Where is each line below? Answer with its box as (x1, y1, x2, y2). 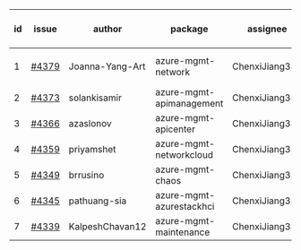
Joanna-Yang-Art (68, 60, 146, 73)
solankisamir (68, 91, 123, 104)
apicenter (155, 123, 195, 135)
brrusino (68, 169, 105, 181)
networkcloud (155, 149, 213, 160)
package (169, 22, 209, 35)
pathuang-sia (68, 194, 127, 207)
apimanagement (155, 98, 224, 109)
